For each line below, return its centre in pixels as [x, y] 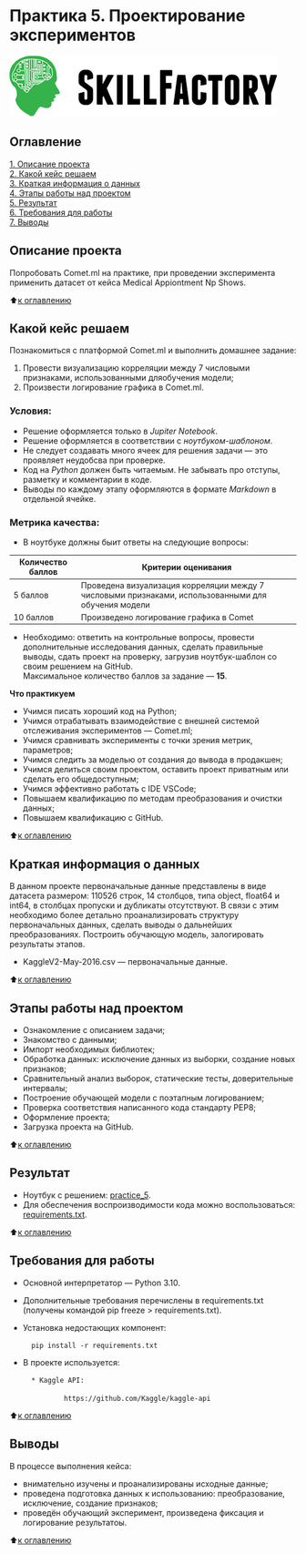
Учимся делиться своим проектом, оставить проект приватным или [155, 770]
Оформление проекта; [66, 1118]
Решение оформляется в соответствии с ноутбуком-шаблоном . [148, 440]
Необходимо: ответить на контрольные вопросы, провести [138, 638]
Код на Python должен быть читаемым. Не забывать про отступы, [151, 469]
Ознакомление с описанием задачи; [94, 1030]
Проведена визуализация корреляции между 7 [173, 585]
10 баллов [34, 617]
